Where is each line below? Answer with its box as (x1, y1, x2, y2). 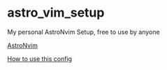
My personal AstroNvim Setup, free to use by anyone (7, 28, 160, 36)
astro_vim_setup (7, 5, 105, 21)
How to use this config (7, 54, 72, 63)
